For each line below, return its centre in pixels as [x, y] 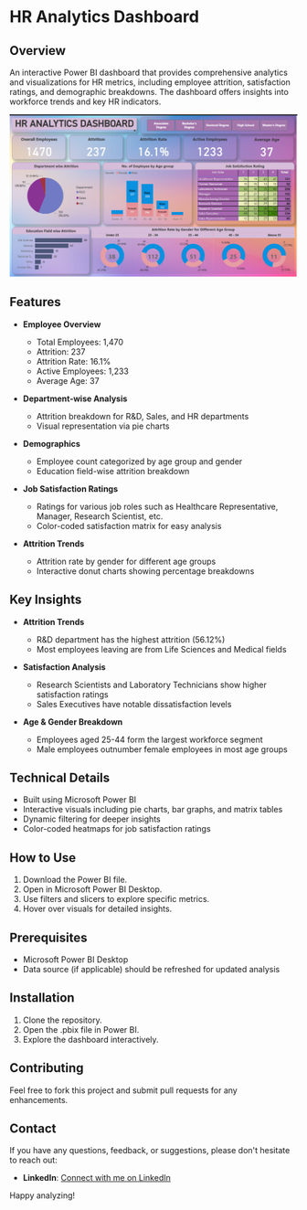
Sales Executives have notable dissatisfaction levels [134, 704]
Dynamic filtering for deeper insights [92, 819]
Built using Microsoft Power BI [79, 800]
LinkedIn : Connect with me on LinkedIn [96, 1178]
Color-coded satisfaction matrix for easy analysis [129, 525]
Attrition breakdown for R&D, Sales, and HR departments [143, 416]
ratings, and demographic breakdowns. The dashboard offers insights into [149, 92]
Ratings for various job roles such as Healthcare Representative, [157, 506]
